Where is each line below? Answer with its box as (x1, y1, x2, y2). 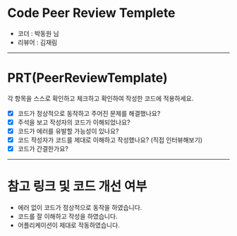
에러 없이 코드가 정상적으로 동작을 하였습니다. (17, 203, 142, 212)
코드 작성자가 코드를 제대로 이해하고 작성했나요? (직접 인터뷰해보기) (17, 136, 203, 144)
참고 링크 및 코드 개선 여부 (7, 179, 147, 195)
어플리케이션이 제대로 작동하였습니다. (17, 221, 120, 230)
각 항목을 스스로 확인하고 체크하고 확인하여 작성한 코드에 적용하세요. (7, 94, 194, 102)
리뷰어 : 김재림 (17, 37, 58, 47)
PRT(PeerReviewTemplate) (7, 70, 168, 86)
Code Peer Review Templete (7, 5, 176, 21)
